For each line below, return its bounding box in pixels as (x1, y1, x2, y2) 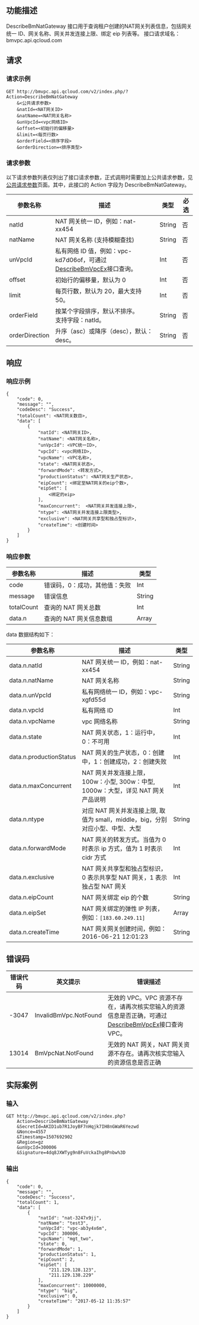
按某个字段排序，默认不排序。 (55, 307, 139, 315)
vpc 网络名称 (82, 717, 118, 725)
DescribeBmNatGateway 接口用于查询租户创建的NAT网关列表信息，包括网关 (6, 23, 192, 30)
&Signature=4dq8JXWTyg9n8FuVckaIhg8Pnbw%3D (17, 1150, 126, 1156)
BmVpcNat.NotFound (34, 1049, 94, 1057)
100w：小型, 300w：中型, (82, 777, 155, 785)
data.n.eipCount (9, 893, 54, 901)
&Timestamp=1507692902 (17, 1134, 73, 1140)
